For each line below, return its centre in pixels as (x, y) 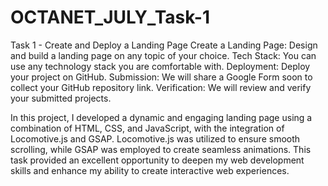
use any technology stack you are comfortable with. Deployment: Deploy (160, 66)
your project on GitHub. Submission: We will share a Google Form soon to (161, 77)
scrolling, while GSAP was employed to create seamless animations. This (161, 149)
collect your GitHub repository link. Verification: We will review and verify (161, 87)
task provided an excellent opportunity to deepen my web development (157, 160)
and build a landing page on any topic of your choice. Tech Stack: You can (163, 55)
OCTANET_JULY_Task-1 (110, 17)
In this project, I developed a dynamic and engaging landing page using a (161, 117)
